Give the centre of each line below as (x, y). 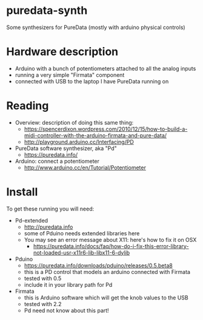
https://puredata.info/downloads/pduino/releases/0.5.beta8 (98, 265)
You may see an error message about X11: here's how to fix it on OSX (110, 240)
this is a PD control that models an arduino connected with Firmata (107, 272)
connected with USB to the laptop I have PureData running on (92, 81)
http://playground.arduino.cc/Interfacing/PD (79, 142)
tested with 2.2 (43, 304)
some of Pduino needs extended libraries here (82, 233)
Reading (28, 106)
